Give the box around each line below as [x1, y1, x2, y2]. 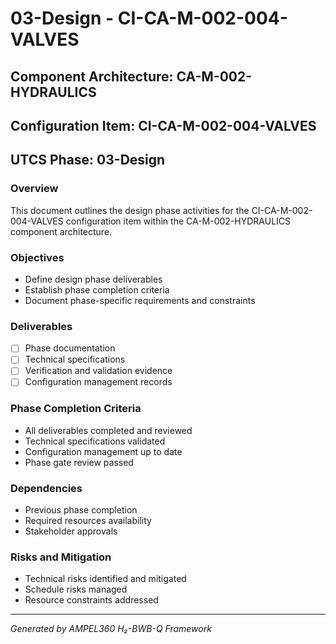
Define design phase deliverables [24, 273, 163, 285]
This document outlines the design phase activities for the [10, 204, 250, 216]
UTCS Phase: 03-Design [10, 152, 166, 169]
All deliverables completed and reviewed [24, 424, 193, 436]
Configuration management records [24, 376, 173, 388]
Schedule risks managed [24, 583, 128, 596]
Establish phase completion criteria [24, 283, 170, 296]
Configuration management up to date [24, 445, 183, 457]
